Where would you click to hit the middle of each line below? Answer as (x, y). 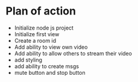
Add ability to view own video (51, 47)
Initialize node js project (44, 28)
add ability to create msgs (47, 66)
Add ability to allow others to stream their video (73, 53)
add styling (28, 60)
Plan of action (41, 11)
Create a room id (35, 40)
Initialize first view (37, 34)
